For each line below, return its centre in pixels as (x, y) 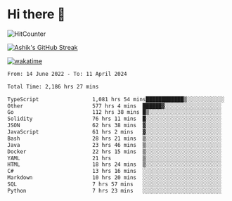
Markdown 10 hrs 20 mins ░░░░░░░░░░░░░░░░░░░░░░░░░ (114, 178)
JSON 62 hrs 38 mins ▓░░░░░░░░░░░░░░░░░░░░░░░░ (114, 126)
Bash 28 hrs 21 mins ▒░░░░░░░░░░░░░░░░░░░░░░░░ (114, 138)
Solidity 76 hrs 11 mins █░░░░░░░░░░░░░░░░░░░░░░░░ (114, 119)
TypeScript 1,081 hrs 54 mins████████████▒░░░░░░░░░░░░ (116, 99)
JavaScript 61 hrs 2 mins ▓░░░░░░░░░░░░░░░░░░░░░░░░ (114, 132)
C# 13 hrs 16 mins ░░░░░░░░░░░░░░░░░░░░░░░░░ (114, 171)
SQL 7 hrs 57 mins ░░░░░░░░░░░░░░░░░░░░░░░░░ (114, 184)
